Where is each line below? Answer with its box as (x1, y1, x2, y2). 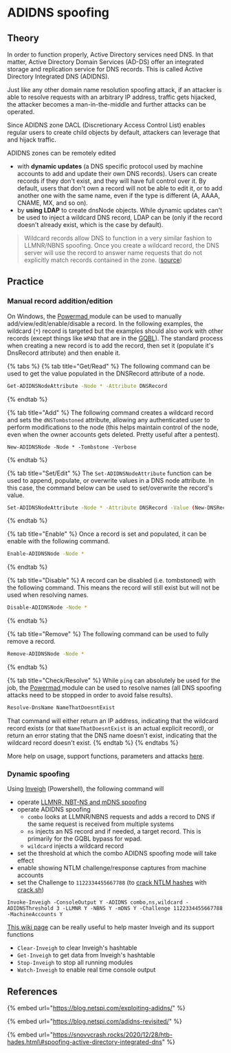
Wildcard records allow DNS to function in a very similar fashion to (23, 234, 212, 242)
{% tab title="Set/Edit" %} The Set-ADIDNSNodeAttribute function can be (7, 469, 212, 477)
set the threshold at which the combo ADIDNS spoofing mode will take (16, 849, 217, 858)
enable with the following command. (7, 537, 110, 545)
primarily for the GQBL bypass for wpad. (27, 834, 142, 843)
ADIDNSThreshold (7, 905, 54, 912)
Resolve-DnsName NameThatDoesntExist (7, 704, 115, 711)
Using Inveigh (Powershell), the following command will (7, 785, 164, 793)
